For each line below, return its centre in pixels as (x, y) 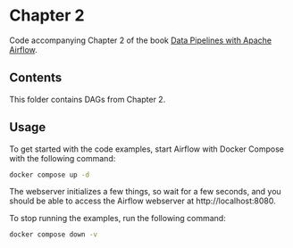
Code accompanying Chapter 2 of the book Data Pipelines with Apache (141, 40)
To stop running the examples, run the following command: (117, 219)
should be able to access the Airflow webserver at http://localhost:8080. (142, 201)
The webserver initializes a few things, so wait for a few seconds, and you (145, 192)
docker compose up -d (50, 175)
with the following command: (63, 158)
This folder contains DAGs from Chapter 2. (88, 99)
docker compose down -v (54, 235)
